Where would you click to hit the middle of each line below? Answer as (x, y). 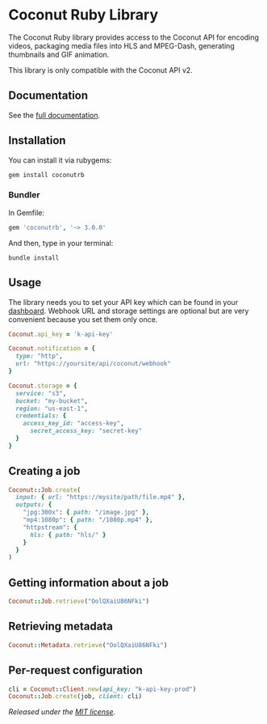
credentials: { (41, 416)
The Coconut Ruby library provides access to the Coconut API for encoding (134, 37)
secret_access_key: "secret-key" (86, 431)
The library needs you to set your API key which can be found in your (123, 302)
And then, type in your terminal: (61, 243)
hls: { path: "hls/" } (68, 535)
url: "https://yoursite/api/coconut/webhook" (94, 364)
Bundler (24, 195)
